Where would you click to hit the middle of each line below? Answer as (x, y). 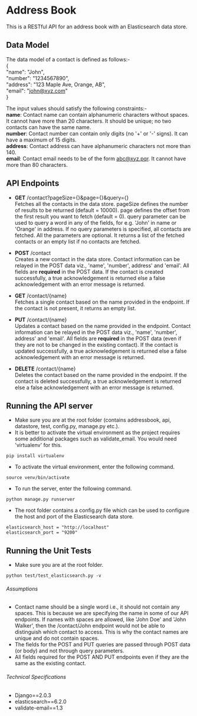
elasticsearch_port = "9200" (42, 533)
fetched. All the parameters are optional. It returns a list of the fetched (99, 235)
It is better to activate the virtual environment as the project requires (97, 433)
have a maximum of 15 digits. (41, 140)
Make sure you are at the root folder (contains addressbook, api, (93, 420)
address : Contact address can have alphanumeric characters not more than (98, 146)
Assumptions (22, 589)
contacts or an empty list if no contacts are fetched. (78, 241)
